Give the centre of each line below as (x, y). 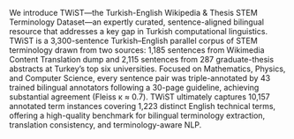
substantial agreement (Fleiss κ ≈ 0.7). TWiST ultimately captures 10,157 (140, 97)
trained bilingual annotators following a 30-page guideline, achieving (134, 88)
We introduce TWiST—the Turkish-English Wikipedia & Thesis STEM (133, 13)
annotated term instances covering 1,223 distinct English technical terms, (143, 106)
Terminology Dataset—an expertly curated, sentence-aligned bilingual (137, 22)
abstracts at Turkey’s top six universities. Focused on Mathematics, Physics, (147, 69)
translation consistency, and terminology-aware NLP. (106, 125)
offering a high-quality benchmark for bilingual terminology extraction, (137, 115)
